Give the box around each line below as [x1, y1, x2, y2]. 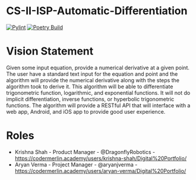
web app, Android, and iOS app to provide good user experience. [6, 108, 166, 115]
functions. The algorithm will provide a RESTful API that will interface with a [6, 102, 191, 109]
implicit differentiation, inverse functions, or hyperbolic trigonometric [6, 95, 175, 102]
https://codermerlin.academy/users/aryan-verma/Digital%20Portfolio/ [14, 167, 186, 174]
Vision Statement [6, 44, 94, 58]
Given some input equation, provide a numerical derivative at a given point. [6, 64, 190, 71]
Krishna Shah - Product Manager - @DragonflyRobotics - [14, 148, 156, 155]
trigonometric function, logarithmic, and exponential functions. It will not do [6, 89, 191, 96]
